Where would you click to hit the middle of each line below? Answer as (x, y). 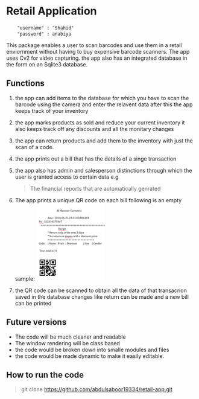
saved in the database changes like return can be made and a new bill (102, 296)
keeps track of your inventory (52, 110)
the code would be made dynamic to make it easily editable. (90, 356)
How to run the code (45, 375)
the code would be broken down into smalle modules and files (92, 350)
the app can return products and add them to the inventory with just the (104, 141)
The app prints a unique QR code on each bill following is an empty (98, 200)
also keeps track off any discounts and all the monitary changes (94, 129)
